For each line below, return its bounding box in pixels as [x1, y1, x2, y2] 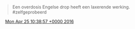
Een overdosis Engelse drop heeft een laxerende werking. [12, 4, 130, 10]
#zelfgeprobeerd [12, 9, 47, 15]
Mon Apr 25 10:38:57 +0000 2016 [4, 19, 74, 24]
